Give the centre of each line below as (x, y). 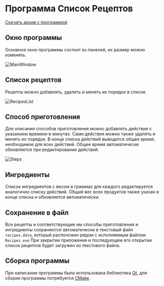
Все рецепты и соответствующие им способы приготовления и (72, 224)
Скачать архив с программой (36, 22)
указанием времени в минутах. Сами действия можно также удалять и (80, 134)
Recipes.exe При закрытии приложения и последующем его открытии (79, 240)
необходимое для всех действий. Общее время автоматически (72, 144)
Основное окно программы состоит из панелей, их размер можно (75, 49)
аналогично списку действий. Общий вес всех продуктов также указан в (82, 192)
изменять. (16, 55)
